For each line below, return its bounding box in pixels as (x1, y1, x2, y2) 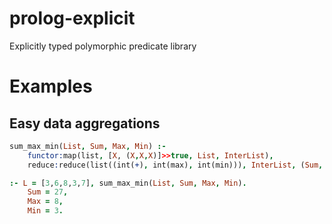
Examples (9, 75, 93, 98)
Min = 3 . (27, 206, 64, 216)
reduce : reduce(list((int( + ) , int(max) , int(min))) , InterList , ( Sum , (27, 160, 324, 170)
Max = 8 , (27, 197, 64, 207)
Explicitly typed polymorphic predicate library (9, 40, 197, 52)
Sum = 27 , (27, 187, 69, 197)
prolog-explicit (9, 7, 136, 30)
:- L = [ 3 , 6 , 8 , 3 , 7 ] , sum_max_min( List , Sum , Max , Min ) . (9, 178, 247, 188)
